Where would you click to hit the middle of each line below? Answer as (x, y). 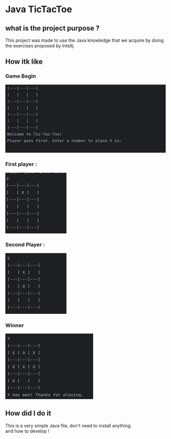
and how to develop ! (27, 431)
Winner (15, 325)
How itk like (24, 62)
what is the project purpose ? (53, 28)
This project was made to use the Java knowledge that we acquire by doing (84, 40)
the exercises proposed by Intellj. (40, 46)
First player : (21, 164)
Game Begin (21, 76)
